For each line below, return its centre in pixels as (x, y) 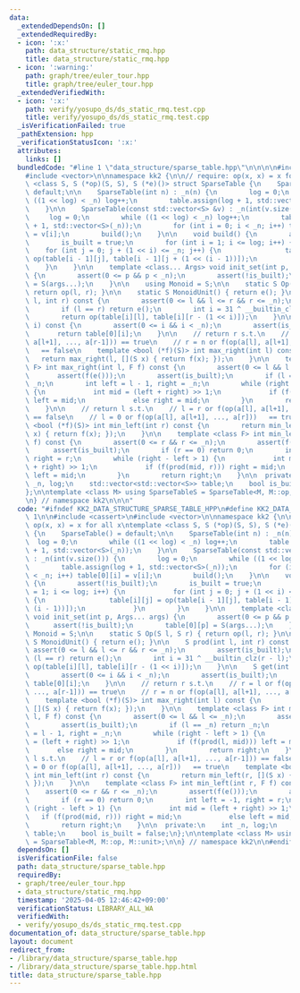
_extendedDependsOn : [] (61, 26)
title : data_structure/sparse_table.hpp (86, 975)
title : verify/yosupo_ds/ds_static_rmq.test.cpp (117, 117)
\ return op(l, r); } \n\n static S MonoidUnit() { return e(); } (155, 292)
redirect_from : (37, 950)
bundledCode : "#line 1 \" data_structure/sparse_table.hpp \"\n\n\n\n (147, 167)
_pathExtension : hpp (55, 134)
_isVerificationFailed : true (71, 126)
